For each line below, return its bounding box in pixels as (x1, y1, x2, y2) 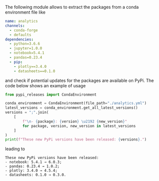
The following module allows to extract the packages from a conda (5, 4, 139, 10)
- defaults (9, 32, 32, 37)
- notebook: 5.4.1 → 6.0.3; (5, 160, 62, 165)
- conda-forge (9, 28, 38, 33)
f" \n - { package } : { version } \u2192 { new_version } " (22, 119, 127, 124)
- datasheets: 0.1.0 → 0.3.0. (5, 173, 67, 178)
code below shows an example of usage (5, 82, 86, 88)
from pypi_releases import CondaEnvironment (5, 92, 97, 97)
